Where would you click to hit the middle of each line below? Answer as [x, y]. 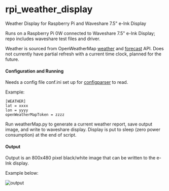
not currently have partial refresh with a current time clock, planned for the [83, 54]
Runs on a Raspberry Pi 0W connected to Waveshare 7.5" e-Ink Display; [80, 33]
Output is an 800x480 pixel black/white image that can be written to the [80, 158]
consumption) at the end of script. [41, 135]
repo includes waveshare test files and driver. [53, 39]
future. [12, 59]
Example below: [22, 173]
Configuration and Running [35, 71]
